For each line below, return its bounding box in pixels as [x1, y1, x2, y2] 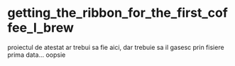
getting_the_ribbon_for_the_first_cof [7, 5, 229, 21]
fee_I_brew [7, 20, 75, 36]
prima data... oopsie [7, 51, 66, 59]
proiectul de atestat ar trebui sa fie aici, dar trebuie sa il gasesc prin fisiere [7, 43, 225, 51]
